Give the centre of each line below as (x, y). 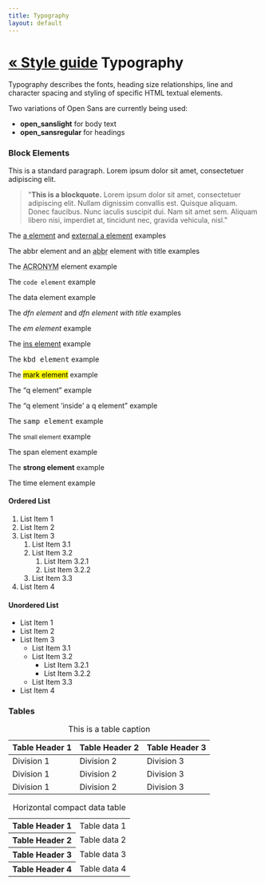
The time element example (52, 483)
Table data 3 (103, 855)
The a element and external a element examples (87, 235)
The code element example (52, 282)
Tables (22, 711)
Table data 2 (103, 840)
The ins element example (50, 343)
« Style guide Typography (96, 63)
